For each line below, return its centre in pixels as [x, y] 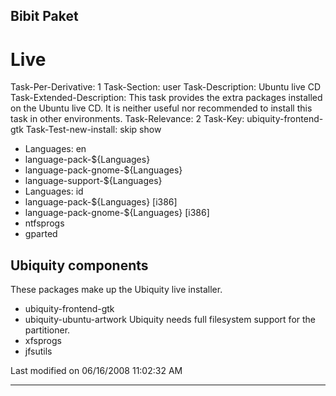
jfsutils [38, 351]
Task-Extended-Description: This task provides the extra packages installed [166, 98]
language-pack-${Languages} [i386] [101, 202]
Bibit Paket [44, 16]
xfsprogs [43, 341]
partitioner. [47, 330]
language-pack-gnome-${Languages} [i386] [117, 213]
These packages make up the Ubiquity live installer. [116, 290]
